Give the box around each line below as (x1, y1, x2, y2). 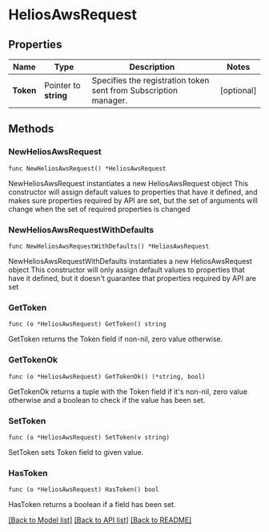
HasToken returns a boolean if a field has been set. (8, 500, 176, 510)
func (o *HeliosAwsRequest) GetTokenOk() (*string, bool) (8, 372, 206, 380)
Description (129, 62, 175, 72)
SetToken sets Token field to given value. (8, 447, 144, 457)
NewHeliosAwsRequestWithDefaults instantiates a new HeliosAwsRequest (8, 256, 252, 266)
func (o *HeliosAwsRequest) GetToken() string (8, 320, 167, 328)
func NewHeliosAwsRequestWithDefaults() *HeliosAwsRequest (8, 242, 210, 250)
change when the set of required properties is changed (8, 204, 191, 213)
